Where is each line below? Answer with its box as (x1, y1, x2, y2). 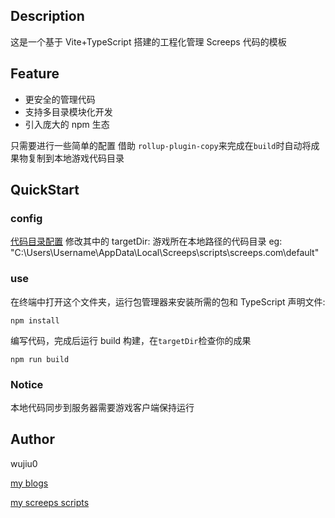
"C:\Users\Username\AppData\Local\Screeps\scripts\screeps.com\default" (10, 247, 320, 259)
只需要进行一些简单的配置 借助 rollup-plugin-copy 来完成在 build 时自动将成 (10, 139, 320, 151)
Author (10, 431, 55, 448)
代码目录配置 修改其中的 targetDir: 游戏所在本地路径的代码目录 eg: (10, 235, 283, 248)
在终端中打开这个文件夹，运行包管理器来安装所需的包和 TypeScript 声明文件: (10, 295, 326, 308)
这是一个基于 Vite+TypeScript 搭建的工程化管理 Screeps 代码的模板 (10, 35, 287, 48)
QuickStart (10, 182, 80, 199)
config (10, 211, 43, 225)
